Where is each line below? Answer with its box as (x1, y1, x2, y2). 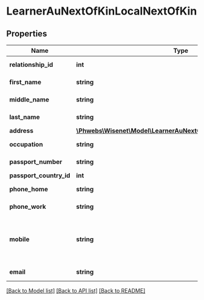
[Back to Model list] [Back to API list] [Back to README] (6, 287, 146, 294)
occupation (9, 140, 44, 148)
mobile (9, 235, 30, 244)
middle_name (9, 95, 50, 104)
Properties (6, 29, 47, 39)
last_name (9, 113, 40, 121)
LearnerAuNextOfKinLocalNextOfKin (6, 4, 197, 18)
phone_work (9, 202, 47, 211)
